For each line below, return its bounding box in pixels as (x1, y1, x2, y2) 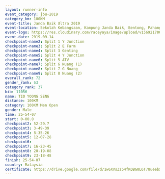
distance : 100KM (5, 99, 38, 103)
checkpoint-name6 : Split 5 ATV (5, 57, 69, 62)
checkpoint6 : (5, 139, 32, 145)
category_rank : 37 (5, 84, 43, 90)
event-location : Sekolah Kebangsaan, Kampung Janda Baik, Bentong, (5, 26, 146, 30)
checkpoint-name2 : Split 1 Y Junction (5, 39, 84, 44)
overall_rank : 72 (5, 76, 41, 80)
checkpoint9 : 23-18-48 (5, 153, 52, 158)
